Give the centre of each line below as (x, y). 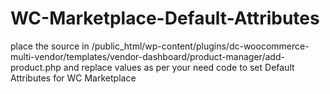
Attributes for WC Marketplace (73, 78)
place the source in (50, 46)
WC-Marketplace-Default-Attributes (165, 18)
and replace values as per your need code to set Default (179, 67)
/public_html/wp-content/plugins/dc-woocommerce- (200, 46)
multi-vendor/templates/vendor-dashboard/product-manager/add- (147, 56)
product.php (36, 67)
